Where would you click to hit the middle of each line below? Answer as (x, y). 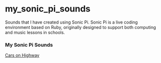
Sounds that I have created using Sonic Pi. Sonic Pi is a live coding (72, 22)
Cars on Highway (22, 55)
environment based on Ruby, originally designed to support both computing (80, 27)
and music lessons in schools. (35, 32)
